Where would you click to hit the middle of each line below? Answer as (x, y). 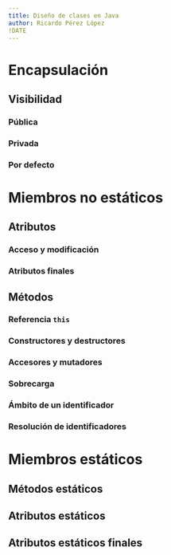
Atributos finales (41, 271)
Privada (23, 143)
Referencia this (39, 320)
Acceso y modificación (54, 250)
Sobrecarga (31, 384)
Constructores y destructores (67, 341)
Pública (23, 122)
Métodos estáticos (56, 488)
